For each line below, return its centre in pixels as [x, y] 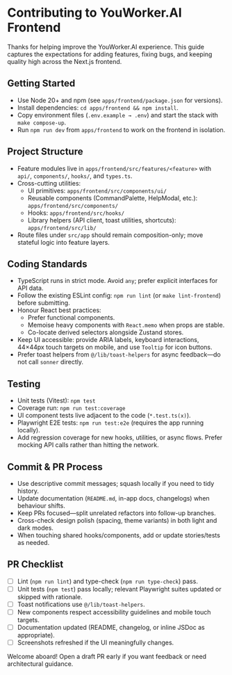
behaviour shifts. [41, 506]
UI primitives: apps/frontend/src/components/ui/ [97, 190]
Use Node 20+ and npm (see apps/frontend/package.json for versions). [120, 100]
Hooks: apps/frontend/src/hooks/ [76, 213]
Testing [24, 384]
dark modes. [35, 528]
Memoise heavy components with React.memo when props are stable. [126, 325]
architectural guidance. [40, 664]
